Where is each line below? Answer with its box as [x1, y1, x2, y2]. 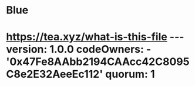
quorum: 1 [105, 68, 155, 81]
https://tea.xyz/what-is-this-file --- [6, 30, 184, 44]
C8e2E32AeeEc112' [6, 68, 103, 81]
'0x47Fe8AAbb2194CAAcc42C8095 [6, 55, 190, 68]
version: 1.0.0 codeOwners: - [6, 43, 152, 56]
